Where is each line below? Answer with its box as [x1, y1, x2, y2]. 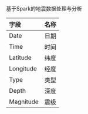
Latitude [9, 53, 32, 62]
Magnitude [9, 98, 39, 106]
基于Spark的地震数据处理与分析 [6, 5, 82, 12]
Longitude [9, 65, 37, 72]
